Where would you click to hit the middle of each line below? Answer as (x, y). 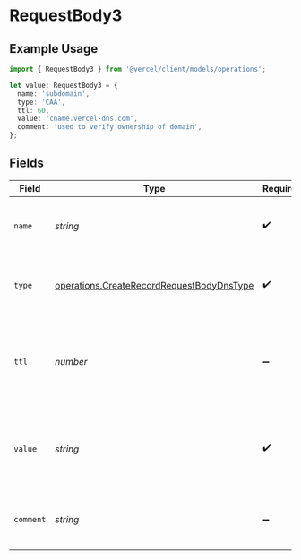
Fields (27, 164)
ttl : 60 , (34, 110)
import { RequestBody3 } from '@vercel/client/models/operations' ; (138, 69)
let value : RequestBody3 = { (64, 85)
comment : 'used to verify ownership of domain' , (110, 127)
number (71, 361)
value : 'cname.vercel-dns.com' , (78, 119)
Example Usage (54, 49)
